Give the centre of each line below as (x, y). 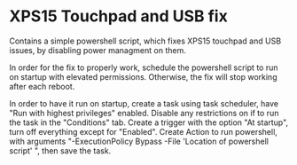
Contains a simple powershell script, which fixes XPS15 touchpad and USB (145, 41)
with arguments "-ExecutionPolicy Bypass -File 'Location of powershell (139, 141)
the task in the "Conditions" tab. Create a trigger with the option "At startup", (149, 122)
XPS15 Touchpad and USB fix (118, 16)
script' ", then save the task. (60, 150)
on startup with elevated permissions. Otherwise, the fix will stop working (143, 76)
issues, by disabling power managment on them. (98, 50)
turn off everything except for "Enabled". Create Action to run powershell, (143, 131)
